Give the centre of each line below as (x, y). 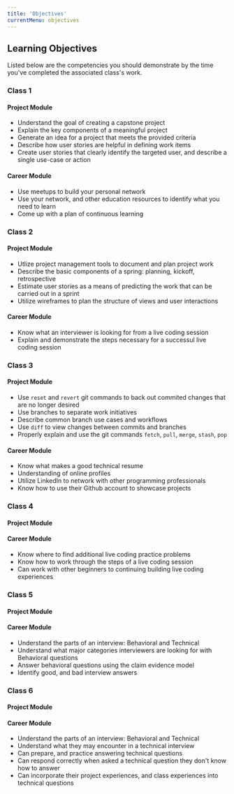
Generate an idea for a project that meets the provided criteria (107, 137)
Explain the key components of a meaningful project (92, 130)
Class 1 (20, 91)
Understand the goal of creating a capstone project (91, 123)
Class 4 (20, 507)
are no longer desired (48, 405)
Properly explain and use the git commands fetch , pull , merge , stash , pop (122, 435)
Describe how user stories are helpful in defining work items (104, 145)
